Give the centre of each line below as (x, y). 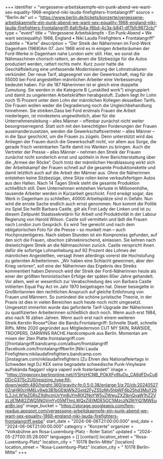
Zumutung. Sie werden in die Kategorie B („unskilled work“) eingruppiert (77, 90)
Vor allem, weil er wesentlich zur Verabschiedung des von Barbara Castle (78, 281)
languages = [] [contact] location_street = (92, 437)
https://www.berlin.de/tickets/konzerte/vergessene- (92, 17)
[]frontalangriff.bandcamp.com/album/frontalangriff (57, 344)
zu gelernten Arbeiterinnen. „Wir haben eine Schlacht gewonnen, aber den (80, 261)
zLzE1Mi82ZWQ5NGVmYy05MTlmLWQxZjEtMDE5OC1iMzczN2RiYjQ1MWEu (81, 401)
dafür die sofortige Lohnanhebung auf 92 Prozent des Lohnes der (71, 250)
